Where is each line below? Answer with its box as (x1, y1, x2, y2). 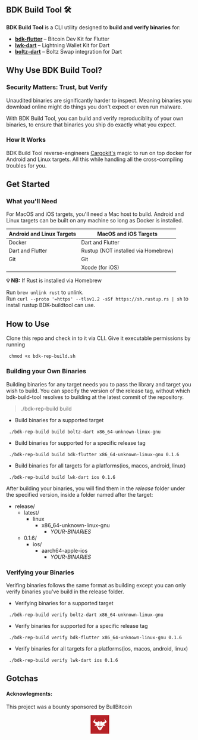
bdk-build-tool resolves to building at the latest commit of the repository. (6, 393, 184, 401)
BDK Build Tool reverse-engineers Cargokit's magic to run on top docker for (6, 149, 192, 156)
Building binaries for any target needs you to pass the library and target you (6, 380, 191, 388)
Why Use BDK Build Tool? (6, 65, 103, 76)
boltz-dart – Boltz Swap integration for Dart (14, 48, 122, 55)
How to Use (6, 318, 50, 329)
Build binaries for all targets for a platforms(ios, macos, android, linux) (14, 462, 186, 469)
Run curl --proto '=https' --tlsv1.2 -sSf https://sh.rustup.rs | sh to (6, 295, 189, 302)
